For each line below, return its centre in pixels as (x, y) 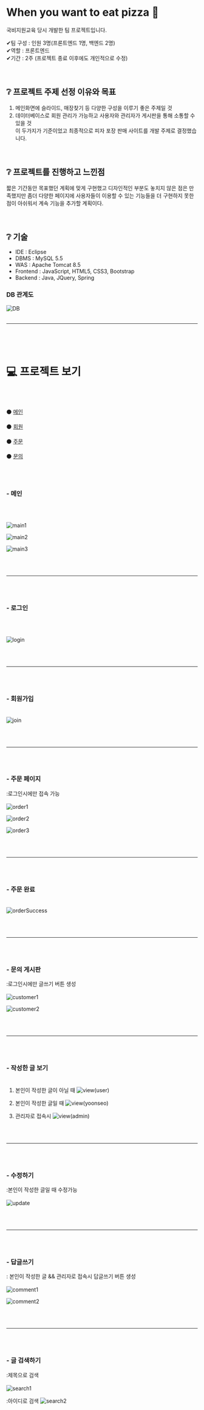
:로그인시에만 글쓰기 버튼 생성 (41, 984)
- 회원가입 (20, 699)
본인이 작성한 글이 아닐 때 (45, 1090)
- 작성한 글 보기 (27, 1068)
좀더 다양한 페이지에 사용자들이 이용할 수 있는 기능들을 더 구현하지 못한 (110, 195)
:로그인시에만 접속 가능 (33, 793)
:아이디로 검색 (23, 1401)
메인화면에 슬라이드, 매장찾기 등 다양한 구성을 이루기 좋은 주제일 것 (93, 108)
